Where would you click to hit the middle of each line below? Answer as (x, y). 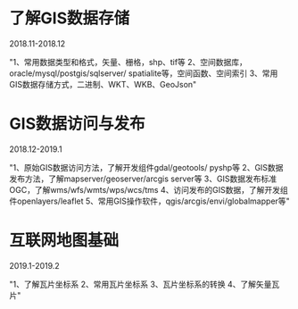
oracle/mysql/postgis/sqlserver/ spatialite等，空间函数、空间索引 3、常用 (144, 73)
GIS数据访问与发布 (77, 124)
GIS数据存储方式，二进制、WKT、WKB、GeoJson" (103, 84)
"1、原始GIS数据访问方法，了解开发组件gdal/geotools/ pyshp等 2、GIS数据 (146, 167)
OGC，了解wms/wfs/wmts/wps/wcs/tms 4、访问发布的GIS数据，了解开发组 (149, 189)
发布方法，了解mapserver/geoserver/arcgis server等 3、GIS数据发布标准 (143, 179)
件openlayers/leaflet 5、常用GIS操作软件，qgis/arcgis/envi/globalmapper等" (149, 201)
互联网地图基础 (64, 241)
